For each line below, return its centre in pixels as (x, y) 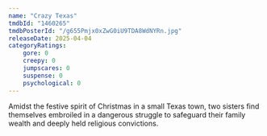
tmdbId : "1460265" (39, 23)
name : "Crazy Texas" (43, 16)
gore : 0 (35, 53)
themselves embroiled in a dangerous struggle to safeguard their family (127, 114)
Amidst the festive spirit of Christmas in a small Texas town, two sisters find (134, 106)
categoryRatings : (38, 46)
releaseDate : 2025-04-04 (50, 38)
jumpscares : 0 (46, 68)
